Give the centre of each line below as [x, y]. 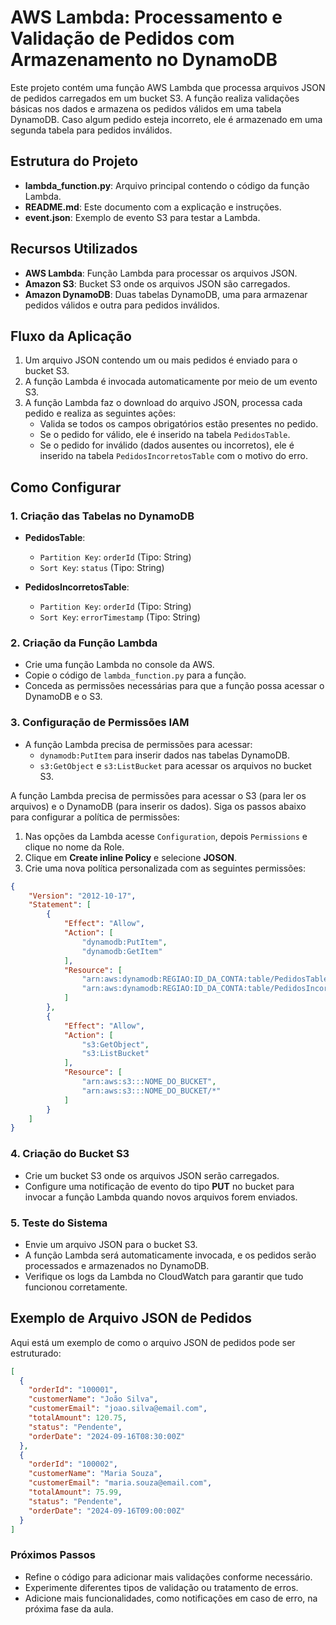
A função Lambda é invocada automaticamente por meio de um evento [171, 382]
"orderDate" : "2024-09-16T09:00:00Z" [107, 1511]
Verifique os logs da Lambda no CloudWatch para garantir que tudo [164, 1276]
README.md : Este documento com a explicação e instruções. [153, 207]
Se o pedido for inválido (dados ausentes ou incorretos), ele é [167, 445]
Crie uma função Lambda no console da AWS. [119, 665]
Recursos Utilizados [74, 249]
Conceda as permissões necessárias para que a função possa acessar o [174, 686]
